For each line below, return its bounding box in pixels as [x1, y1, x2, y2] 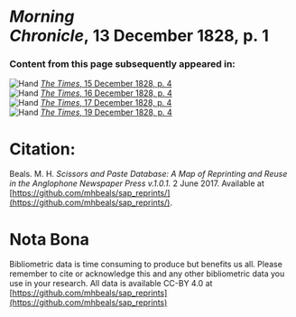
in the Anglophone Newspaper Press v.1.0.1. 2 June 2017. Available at [9, 178, 264, 189]
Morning [9, 6, 75, 27]
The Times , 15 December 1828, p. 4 [40, 79, 172, 89]
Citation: [9, 138, 76, 159]
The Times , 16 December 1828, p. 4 [40, 88, 173, 98]
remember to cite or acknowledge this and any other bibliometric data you [9, 268, 285, 279]
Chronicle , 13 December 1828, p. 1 [9, 25, 269, 46]
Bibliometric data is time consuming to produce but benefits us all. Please [9, 259, 282, 270]
